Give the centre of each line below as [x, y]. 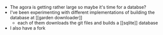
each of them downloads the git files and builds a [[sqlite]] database [88, 23]
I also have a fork [28, 28]
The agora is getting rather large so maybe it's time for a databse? [78, 7]
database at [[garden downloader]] [46, 17]
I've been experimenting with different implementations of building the [82, 12]
